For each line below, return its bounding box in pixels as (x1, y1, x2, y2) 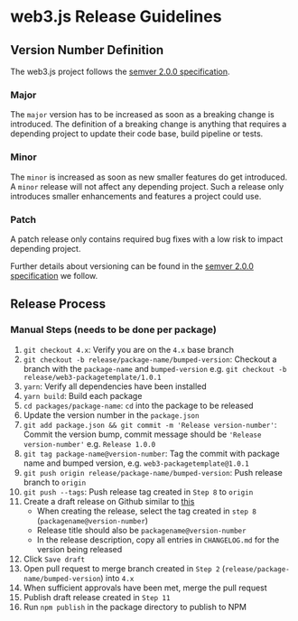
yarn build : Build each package (23, 390, 143, 401)
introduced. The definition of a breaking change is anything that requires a (10, 119, 287, 130)
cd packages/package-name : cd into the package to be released (23, 400, 254, 411)
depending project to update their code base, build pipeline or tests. (10, 128, 264, 139)
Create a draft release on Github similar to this (23, 496, 195, 506)
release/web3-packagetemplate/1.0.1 (23, 373, 162, 382)
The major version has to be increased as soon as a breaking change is (10, 109, 275, 120)
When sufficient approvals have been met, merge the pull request (23, 582, 267, 593)
